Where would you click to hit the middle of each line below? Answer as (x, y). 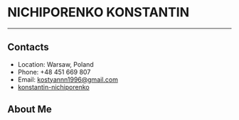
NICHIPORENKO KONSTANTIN (99, 12)
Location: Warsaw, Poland (55, 64)
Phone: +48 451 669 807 (54, 72)
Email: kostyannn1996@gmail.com (68, 80)
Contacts (28, 47)
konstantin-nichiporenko (54, 87)
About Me (30, 110)
